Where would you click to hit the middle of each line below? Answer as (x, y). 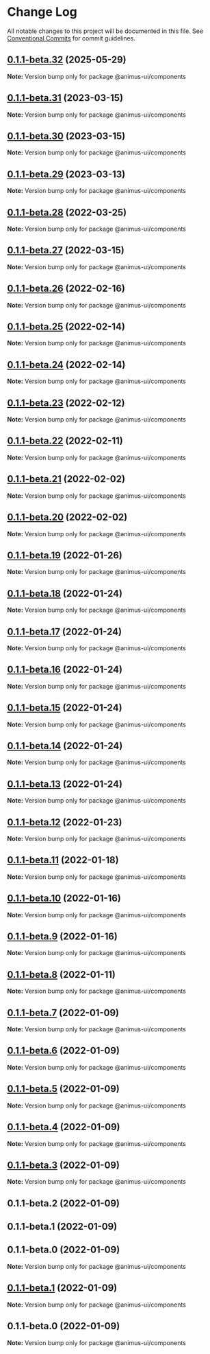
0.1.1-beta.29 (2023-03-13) (66, 174)
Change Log (42, 12)
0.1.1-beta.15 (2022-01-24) (65, 708)
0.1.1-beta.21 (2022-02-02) (66, 479)
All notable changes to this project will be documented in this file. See (105, 31)
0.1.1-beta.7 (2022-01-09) (63, 1012)
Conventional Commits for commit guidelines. (71, 38)
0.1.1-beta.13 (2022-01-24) (65, 784)
